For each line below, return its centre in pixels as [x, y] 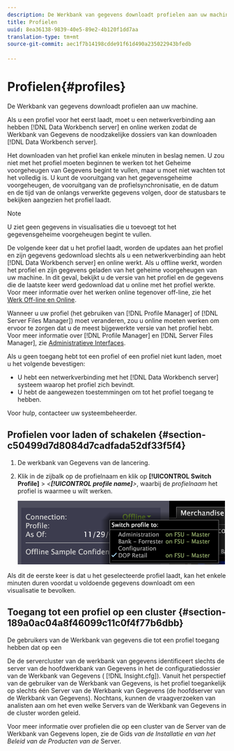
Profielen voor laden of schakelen [82, 435]
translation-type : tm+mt [43, 37]
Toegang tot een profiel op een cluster [92, 613]
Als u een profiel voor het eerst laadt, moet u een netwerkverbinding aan [111, 119]
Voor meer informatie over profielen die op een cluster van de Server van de [117, 726]
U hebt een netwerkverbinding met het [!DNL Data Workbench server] [118, 377]
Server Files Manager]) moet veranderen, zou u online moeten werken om [113, 320]
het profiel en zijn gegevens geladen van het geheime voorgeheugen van [112, 270]
